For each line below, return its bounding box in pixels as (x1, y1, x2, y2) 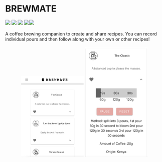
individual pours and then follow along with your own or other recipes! (5, 36, 150, 42)
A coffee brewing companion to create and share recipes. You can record (5, 30, 157, 36)
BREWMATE (5, 3, 57, 14)
